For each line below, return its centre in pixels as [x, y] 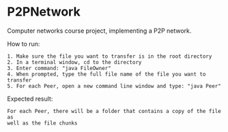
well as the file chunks [42, 123]
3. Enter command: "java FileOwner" [59, 68]
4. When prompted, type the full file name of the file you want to [106, 74]
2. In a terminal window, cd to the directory [74, 62]
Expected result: [30, 99]
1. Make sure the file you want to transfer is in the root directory [110, 56]
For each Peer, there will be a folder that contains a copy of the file [114, 111]
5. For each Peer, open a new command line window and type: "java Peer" [114, 86]
